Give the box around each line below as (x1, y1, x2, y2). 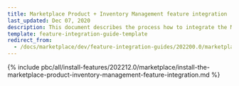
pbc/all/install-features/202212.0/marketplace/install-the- (41, 63, 210, 71)
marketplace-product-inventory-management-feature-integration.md (7, 70, 210, 79)
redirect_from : (7, 37, 53, 44)
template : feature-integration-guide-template (7, 30, 148, 38)
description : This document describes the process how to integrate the (7, 23, 228, 31)
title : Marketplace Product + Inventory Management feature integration (7, 10, 228, 18)
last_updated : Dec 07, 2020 (7, 17, 91, 24)
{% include (7, 63, 40, 71)
